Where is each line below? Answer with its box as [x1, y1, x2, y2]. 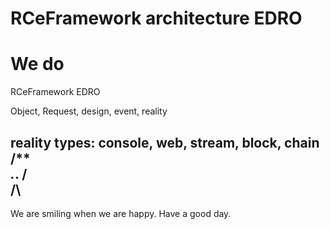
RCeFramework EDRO [10, 86, 101, 98]
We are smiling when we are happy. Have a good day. [10, 207, 232, 219]
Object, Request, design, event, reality [10, 105, 168, 117]
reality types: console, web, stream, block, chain [10, 134, 320, 151]
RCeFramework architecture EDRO [10, 7, 303, 30]
